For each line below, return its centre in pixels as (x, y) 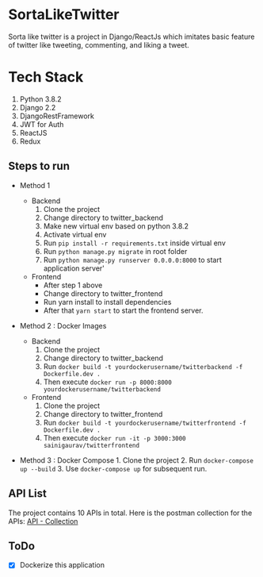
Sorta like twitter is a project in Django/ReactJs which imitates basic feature (131, 37)
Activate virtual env (75, 234)
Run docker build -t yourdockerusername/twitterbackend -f (143, 366)
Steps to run (39, 166)
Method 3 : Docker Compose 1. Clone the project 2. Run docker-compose (136, 460)
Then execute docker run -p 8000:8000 (107, 382)
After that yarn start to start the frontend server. (123, 310)
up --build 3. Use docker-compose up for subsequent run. (113, 468)
